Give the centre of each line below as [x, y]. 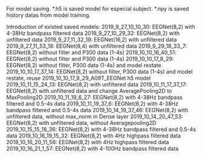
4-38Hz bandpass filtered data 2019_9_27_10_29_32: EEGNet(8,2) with [93, 33]
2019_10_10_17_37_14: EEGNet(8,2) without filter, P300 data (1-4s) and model [99, 71]
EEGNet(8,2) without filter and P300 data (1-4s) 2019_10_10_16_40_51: [91, 52]
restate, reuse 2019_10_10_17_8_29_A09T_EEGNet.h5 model [79, 78]
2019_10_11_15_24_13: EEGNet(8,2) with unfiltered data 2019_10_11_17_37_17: [97, 84]
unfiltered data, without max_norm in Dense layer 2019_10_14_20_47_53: [95, 116]
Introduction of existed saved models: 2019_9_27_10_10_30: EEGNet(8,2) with [101, 27]
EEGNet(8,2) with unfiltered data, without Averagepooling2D [81, 123]
